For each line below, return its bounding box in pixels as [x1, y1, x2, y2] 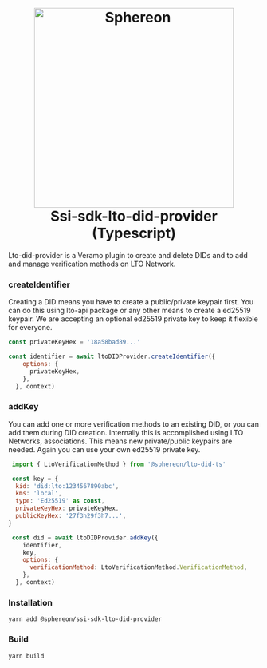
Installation [8, 597, 53, 608]
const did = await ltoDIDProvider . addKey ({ [11, 534, 159, 542]
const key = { [11, 475, 59, 483]
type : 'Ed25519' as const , [15, 497, 105, 505]
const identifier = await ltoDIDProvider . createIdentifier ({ [8, 352, 216, 361]
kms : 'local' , [15, 490, 62, 498]
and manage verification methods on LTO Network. [8, 259, 176, 268]
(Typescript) [91, 225, 177, 242]
